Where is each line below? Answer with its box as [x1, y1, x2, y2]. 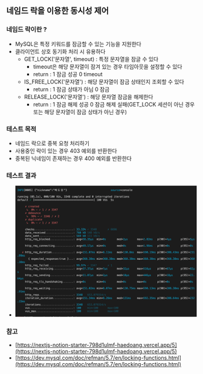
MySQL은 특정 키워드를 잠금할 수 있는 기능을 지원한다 [14, 40, 142, 47]
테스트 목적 [6, 124, 37, 133]
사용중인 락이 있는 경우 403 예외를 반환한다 [14, 147, 117, 154]
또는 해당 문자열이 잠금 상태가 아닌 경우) [33, 108, 127, 115]
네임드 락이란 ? [6, 25, 47, 34]
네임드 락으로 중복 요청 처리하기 [14, 140, 89, 147]
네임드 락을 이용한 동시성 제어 [6, 5, 109, 16]
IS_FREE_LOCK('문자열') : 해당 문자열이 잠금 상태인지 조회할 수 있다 [24, 78, 184, 85]
